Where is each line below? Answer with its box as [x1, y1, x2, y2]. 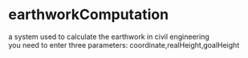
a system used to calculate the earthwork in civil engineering [8, 32, 210, 41]
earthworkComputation [8, 6, 169, 24]
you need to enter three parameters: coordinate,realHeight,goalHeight [8, 40, 240, 49]
